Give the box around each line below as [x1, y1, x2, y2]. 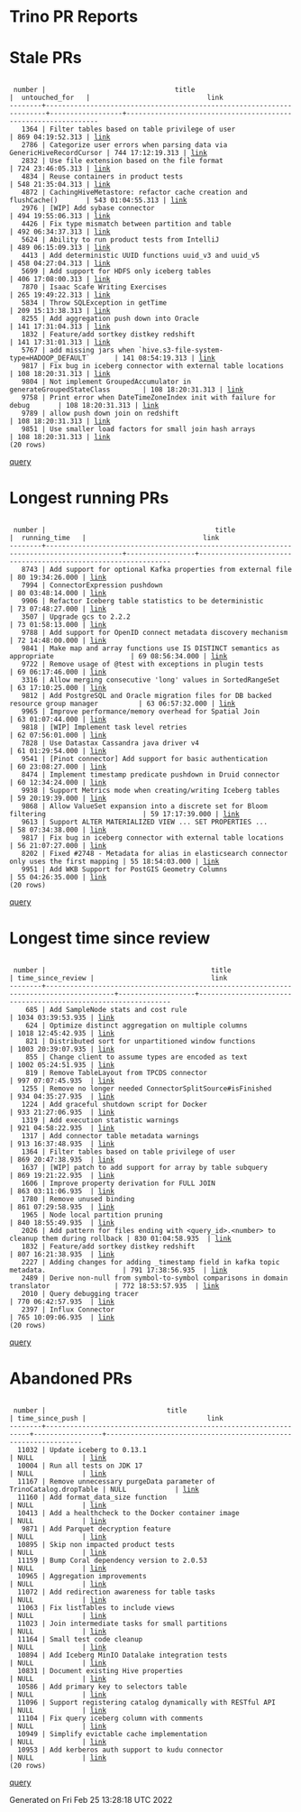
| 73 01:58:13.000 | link [9, 621, 106, 630]
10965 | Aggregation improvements [17, 1571, 147, 1580]
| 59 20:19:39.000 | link [9, 794, 106, 804]
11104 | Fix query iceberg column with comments [17, 1714, 204, 1723]
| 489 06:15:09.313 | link [9, 244, 111, 253]
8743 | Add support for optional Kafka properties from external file [21, 566, 293, 575]
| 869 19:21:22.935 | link [9, 1171, 115, 1180]
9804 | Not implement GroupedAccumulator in [21, 377, 192, 387]
